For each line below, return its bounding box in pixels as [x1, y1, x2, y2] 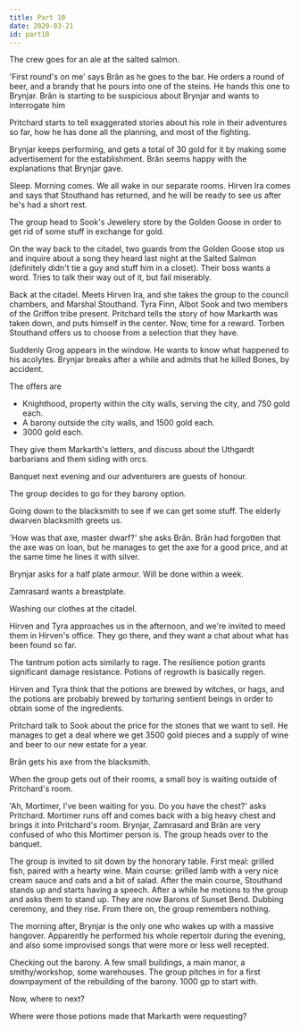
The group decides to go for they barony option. [9, 488, 187, 499]
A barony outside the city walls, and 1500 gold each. [21, 418, 215, 428]
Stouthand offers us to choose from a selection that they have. [9, 327, 239, 338]
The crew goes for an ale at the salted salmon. [9, 55, 180, 65]
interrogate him [9, 100, 66, 111]
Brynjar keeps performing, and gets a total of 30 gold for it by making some [9, 144, 287, 155]
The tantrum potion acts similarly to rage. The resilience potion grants [9, 657, 266, 668]
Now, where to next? [9, 993, 85, 1004]
